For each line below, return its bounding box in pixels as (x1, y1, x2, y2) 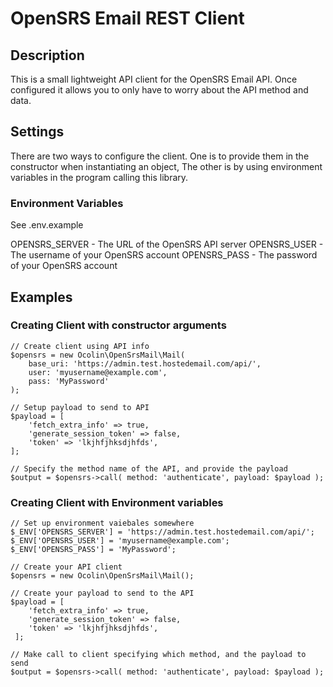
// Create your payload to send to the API (10, 588, 195, 599)
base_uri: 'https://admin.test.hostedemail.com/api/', (28, 358, 262, 369)
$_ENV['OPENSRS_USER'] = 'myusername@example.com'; (10, 536, 230, 546)
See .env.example (10, 219, 84, 231)
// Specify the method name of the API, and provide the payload (10, 463, 288, 474)
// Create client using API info (10, 341, 150, 351)
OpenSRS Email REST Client (10, 7, 245, 30)
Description (10, 47, 85, 64)
